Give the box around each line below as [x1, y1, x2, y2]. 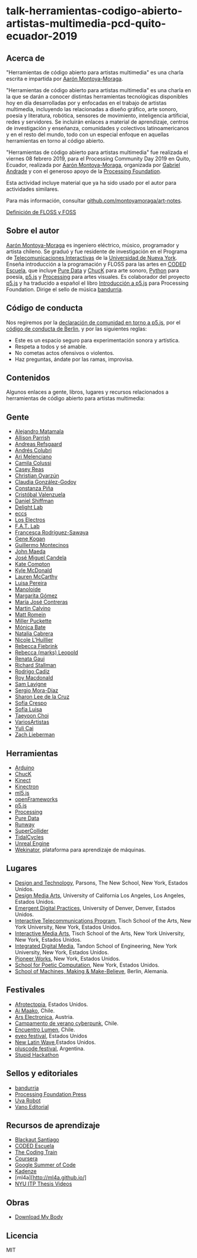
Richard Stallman [14, 662, 56, 669]
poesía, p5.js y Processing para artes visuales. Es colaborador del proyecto [6, 273, 190, 280]
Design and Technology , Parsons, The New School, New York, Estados [14, 879, 188, 886]
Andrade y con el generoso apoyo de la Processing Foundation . [6, 168, 162, 175]
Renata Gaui [14, 655, 45, 662]
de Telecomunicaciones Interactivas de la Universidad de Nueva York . [6, 254, 177, 261]
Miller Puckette [14, 617, 52, 625]
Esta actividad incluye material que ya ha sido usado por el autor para [6, 180, 177, 186]
